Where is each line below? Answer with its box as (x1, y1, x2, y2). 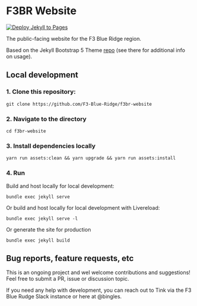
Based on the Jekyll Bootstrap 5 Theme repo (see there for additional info (6, 46, 185, 54)
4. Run (6, 169, 25, 177)
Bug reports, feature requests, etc (6, 253, 134, 263)
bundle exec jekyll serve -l (6, 216, 78, 222)
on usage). (6, 53, 33, 60)
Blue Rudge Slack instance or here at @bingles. (6, 293, 122, 300)
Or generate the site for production (6, 226, 91, 233)
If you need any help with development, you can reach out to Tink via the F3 (6, 287, 192, 294)
